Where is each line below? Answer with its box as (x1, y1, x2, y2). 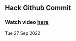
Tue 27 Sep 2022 (5, 30, 41, 36)
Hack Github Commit (5, 4, 71, 12)
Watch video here (5, 19, 49, 26)
